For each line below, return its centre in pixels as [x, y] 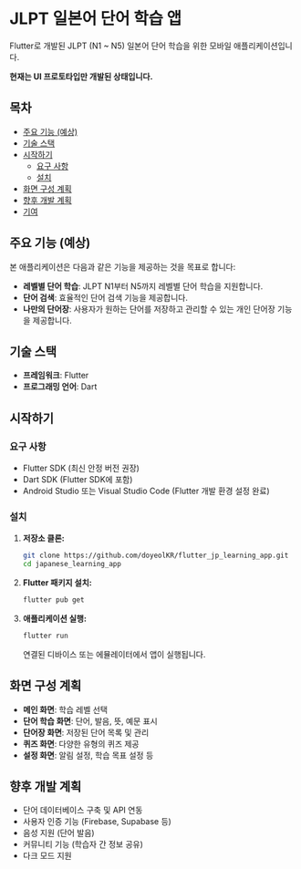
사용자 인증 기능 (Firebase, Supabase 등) [97, 822]
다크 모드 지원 [47, 856]
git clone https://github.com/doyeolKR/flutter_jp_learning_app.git [156, 556]
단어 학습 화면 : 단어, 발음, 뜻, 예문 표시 [90, 720]
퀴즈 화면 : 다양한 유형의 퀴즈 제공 [81, 743]
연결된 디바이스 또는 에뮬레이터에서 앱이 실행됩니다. [114, 654]
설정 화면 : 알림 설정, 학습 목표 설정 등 [88, 755]
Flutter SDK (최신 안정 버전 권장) [81, 468]
